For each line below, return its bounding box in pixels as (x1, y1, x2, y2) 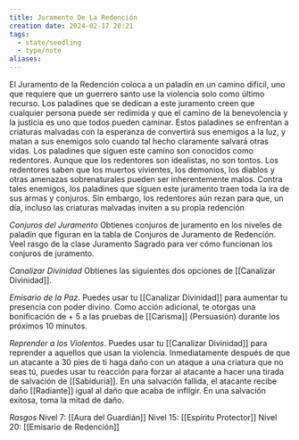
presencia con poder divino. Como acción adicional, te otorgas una (9, 302, 256, 312)
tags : (9, 29, 29, 38)
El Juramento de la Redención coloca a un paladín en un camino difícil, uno (9, 79, 286, 89)
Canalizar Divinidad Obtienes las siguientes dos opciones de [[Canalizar (9, 265, 276, 276)
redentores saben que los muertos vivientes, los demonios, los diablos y (9, 164, 275, 175)
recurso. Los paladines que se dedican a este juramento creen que (9, 98, 255, 108)
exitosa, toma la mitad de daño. (9, 394, 125, 405)
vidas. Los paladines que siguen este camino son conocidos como (9, 145, 254, 156)
